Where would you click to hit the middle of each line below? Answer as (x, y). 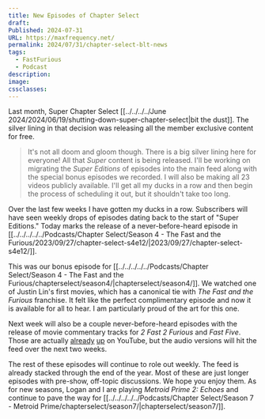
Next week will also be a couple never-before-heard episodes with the (123, 324)
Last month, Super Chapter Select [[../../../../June (87, 111)
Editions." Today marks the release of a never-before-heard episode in (123, 226)
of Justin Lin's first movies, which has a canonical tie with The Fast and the (131, 292)
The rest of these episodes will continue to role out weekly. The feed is (123, 364)
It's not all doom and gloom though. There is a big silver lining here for (142, 152)
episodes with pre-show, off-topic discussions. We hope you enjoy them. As (132, 381)
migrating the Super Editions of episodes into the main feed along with (142, 169)
